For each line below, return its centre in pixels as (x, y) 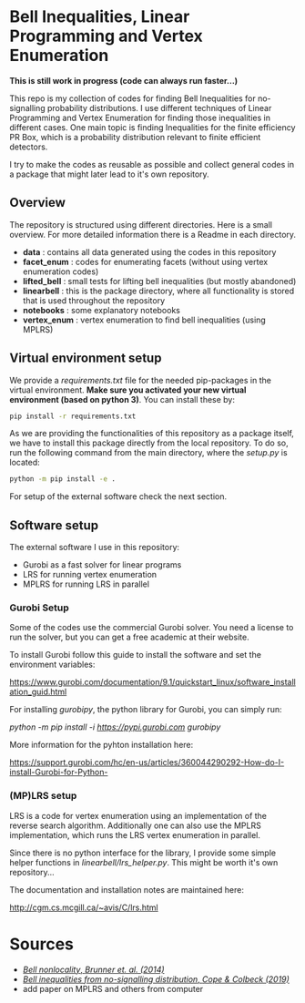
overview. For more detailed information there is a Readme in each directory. (153, 234)
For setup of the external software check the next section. (118, 496)
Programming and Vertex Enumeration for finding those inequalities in (140, 118)
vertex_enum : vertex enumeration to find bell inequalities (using (144, 320)
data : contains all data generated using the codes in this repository (149, 251)
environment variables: (52, 665)
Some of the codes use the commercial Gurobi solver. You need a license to (152, 628)
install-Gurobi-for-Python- (59, 773)
